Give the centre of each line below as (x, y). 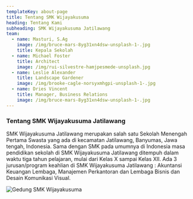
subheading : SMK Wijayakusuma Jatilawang (58, 28)
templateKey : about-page (37, 12)
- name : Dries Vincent (40, 89)
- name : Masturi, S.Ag (40, 39)
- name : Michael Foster (41, 56)
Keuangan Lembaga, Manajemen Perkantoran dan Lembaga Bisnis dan (93, 171)
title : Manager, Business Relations (63, 94)
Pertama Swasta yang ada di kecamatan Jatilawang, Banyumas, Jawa (92, 140)
